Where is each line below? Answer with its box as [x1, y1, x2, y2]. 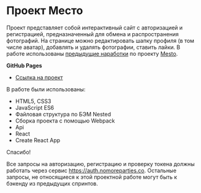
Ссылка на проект [15, 74, 63, 81]
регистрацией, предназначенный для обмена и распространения [6, 30, 179, 37]
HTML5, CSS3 [15, 97, 51, 105]
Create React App [15, 136, 61, 144]
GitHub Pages [6, 62, 42, 69]
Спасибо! [6, 148, 31, 156]
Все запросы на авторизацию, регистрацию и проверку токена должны [6, 160, 195, 167]
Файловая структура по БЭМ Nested [15, 110, 112, 118]
